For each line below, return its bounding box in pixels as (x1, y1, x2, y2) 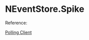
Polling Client (5, 29, 32, 35)
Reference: (5, 20, 28, 26)
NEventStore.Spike (5, 3, 85, 15)
